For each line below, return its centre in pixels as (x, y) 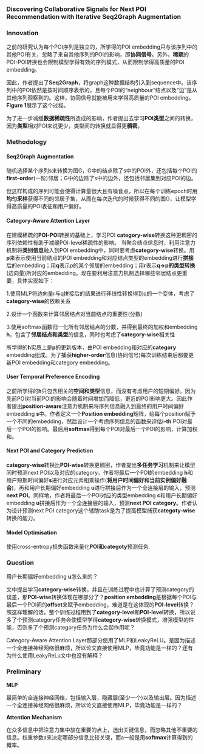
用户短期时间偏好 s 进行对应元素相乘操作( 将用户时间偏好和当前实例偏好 (94, 480)
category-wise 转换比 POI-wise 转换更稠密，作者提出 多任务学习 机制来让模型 (101, 465)
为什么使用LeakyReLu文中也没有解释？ (55, 656)
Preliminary (24, 671)
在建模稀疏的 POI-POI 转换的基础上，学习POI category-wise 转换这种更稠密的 (102, 235)
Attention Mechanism (34, 717)
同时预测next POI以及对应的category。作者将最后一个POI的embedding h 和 (100, 472)
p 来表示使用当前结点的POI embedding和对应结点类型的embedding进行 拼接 (100, 257)
